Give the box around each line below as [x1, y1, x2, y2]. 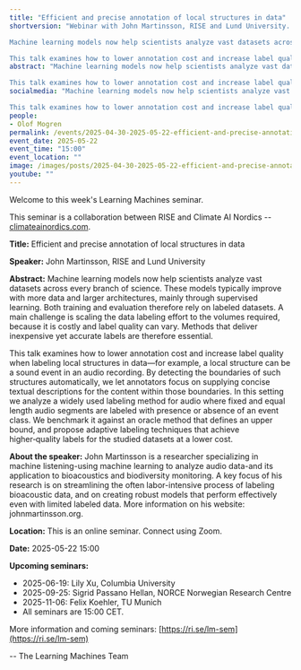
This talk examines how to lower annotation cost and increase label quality [9, 347, 284, 359]
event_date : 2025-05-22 [9, 136, 99, 145]
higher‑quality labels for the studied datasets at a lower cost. [9, 433, 233, 444]
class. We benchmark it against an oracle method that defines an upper [9, 414, 273, 425]
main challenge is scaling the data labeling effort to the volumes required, [9, 311, 280, 322]
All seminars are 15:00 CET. [21, 606, 124, 617]
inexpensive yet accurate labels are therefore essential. [9, 330, 213, 341]
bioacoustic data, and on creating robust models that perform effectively [9, 489, 278, 500]
